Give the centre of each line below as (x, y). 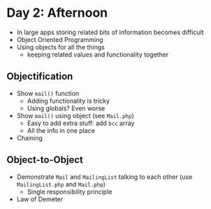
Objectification (40, 77)
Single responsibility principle (70, 192)
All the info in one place (61, 130)
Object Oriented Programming (60, 39)
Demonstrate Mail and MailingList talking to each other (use (104, 177)
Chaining (30, 138)
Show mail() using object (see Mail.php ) (75, 115)
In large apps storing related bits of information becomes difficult (110, 32)
